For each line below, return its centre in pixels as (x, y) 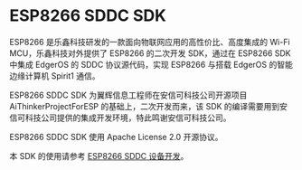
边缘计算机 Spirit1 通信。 (55, 76)
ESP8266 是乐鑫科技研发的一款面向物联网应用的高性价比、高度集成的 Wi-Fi (150, 42)
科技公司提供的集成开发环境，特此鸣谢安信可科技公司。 (128, 118)
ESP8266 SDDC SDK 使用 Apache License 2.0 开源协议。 (116, 137)
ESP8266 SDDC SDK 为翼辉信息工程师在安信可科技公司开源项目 (128, 95)
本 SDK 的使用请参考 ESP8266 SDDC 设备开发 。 (99, 156)
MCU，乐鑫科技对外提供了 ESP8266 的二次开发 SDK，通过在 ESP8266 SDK (150, 53)
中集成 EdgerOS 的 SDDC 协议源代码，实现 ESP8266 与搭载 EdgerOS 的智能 (151, 64)
